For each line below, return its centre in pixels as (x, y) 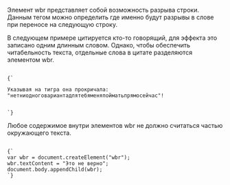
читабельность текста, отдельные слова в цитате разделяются (100, 52)
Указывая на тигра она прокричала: (58, 89)
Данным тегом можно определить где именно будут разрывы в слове (111, 17)
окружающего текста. (39, 133)
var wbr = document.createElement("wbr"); (69, 157)
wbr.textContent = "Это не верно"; (58, 163)
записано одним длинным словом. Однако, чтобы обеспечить (99, 45)
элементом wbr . (31, 60)
